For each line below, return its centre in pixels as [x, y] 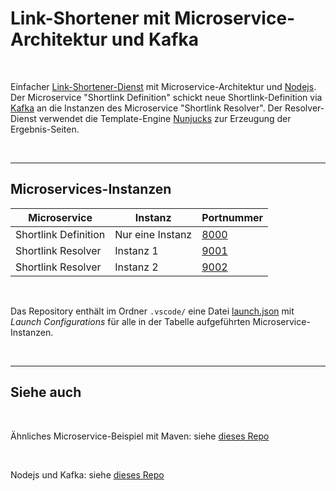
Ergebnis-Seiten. [45, 129]
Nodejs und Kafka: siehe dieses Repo [87, 474]
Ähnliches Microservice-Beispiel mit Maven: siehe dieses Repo [140, 436]
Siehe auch [46, 392]
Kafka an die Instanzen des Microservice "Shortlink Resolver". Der [146, 108]
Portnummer [232, 217]
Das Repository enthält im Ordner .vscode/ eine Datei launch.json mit [152, 311]
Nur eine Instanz [153, 234]
